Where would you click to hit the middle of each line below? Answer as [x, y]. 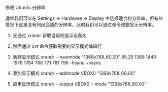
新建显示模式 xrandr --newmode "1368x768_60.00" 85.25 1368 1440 [84, 57]
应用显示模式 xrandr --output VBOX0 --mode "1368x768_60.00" [79, 84]
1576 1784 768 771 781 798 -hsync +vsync [57, 63]
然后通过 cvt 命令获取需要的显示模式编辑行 [57, 46]
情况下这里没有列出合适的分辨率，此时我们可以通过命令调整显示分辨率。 [81, 25]
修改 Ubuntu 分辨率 [25, 7]
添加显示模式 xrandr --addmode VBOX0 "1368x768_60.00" [74, 73]
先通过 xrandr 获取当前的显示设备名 [50, 35]
